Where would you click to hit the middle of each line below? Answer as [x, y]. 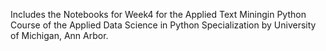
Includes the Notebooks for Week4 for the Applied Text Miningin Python [158, 14]
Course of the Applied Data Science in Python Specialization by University [163, 25]
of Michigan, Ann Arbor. [59, 35]
